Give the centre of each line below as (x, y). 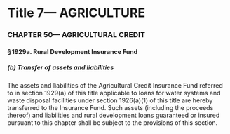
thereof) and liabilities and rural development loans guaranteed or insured (114, 115)
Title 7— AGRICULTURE (76, 13)
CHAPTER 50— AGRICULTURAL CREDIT (76, 35)
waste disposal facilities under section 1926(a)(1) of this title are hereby (110, 100)
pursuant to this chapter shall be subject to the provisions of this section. (113, 122)
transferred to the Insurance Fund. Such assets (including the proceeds (110, 107)
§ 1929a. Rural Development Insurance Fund (73, 51)
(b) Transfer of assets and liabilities (61, 67)
